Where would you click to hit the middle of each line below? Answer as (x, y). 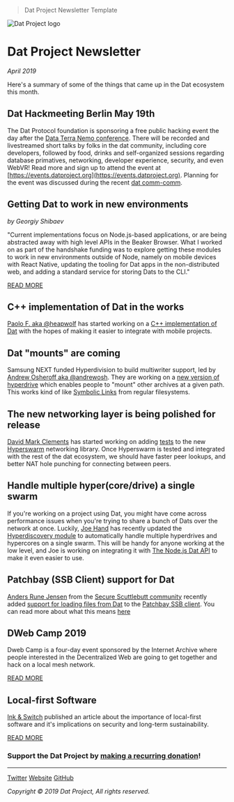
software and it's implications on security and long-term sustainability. (108, 725)
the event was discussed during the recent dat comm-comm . (95, 182)
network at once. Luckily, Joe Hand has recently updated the (95, 528)
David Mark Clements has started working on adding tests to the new (107, 441)
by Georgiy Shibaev (36, 221)
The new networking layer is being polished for (111, 414)
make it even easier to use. (46, 557)
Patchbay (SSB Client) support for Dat (91, 580)
